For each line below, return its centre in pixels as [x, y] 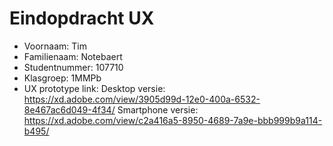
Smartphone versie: [158, 109]
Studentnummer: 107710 [73, 67]
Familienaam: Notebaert [73, 56]
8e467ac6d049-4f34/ [69, 109]
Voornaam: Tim [55, 46]
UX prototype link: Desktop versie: [94, 88]
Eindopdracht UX [82, 18]
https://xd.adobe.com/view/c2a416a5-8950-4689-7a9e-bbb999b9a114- [173, 120]
